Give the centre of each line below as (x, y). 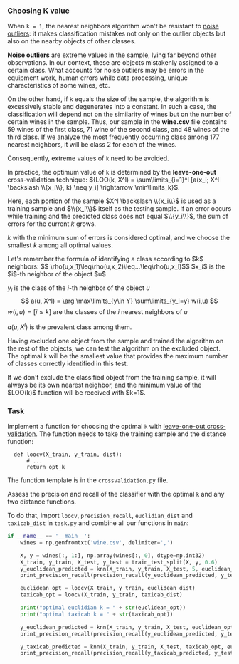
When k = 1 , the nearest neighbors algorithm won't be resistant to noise (113, 26)
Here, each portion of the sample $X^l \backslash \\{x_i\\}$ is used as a (112, 201)
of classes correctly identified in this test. (68, 363)
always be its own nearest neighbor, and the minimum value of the (105, 385)
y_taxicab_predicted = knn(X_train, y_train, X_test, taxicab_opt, (122, 647)
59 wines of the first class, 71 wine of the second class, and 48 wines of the (118, 130)
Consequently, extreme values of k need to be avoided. (88, 158)
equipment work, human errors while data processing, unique (98, 78)
